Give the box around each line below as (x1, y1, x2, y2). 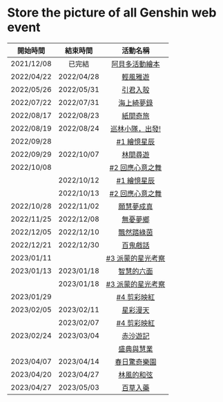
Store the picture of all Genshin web (7, 5, 217, 21)
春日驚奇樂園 (115, 357, 157, 367)
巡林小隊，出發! (110, 124, 161, 133)
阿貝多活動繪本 (111, 59, 160, 68)
